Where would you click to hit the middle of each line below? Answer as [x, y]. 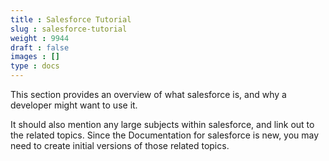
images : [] [35, 57]
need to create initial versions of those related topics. [120, 145]
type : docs [35, 66]
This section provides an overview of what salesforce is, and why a [148, 94]
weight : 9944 [40, 38]
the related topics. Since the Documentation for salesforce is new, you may [165, 135]
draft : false [40, 47]
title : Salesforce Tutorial [71, 19]
